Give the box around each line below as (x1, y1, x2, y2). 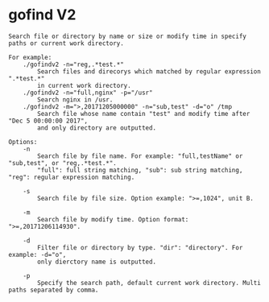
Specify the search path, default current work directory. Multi (37, 279, 262, 287)
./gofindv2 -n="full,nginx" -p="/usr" (23, 89, 153, 97)
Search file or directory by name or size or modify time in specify (8, 32, 247, 40)
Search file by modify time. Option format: (37, 215, 189, 223)
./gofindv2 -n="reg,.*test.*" (23, 60, 125, 68)
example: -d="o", (8, 250, 67, 259)
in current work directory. (37, 81, 131, 89)
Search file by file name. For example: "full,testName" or (37, 151, 243, 160)
